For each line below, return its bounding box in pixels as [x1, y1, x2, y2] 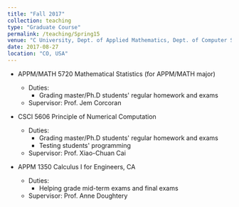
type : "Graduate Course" [7, 23, 81, 31]
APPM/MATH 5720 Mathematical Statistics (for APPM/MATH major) [17, 69, 216, 78]
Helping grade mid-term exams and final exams [38, 184, 179, 192]
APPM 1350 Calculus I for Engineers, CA [17, 162, 136, 171]
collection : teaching [7, 17, 72, 24]
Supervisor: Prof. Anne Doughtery [28, 191, 128, 200]
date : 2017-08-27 [7, 43, 59, 51]
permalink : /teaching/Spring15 [7, 30, 100, 38]
